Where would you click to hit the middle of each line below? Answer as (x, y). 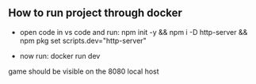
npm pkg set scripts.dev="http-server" (83, 40)
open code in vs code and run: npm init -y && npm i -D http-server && (134, 32)
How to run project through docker (95, 13)
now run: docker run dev (60, 55)
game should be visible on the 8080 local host (84, 71)
